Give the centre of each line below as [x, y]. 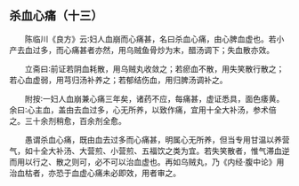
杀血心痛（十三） [56, 16]
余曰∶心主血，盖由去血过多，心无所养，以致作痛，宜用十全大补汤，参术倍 [143, 110]
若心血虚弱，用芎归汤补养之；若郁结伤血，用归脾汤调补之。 [118, 80]
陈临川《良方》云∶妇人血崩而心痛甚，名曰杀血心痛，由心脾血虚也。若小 [155, 39]
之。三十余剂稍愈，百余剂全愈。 [68, 120]
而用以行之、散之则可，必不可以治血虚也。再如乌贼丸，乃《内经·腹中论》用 [147, 161]
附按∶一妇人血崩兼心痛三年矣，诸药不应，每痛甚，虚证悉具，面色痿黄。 [155, 98]
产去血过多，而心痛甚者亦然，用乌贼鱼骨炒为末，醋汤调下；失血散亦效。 [141, 50]
